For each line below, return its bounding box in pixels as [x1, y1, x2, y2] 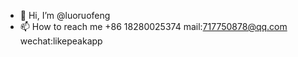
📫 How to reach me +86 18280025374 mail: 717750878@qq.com [19, 21, 288, 32]
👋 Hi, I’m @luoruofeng [19, 10, 111, 21]
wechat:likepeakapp [19, 35, 103, 47]
